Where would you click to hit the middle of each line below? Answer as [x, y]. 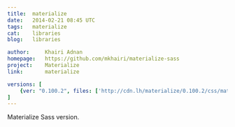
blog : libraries [34, 40]
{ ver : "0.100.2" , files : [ [59, 91]
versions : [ [24, 84]
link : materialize [43, 72]
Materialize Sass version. [43, 117]
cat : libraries [34, 33]
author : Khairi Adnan [45, 52]
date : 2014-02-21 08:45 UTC [51, 20]
